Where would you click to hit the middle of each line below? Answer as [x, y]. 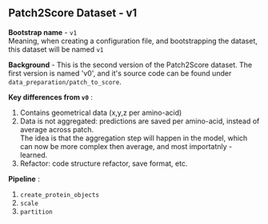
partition [36, 212]
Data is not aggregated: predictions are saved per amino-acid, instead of [140, 121]
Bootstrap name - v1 [43, 32]
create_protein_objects [60, 195]
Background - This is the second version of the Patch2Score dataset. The [130, 65]
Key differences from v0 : [51, 97]
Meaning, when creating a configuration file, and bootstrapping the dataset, [133, 41]
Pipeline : [24, 179]
